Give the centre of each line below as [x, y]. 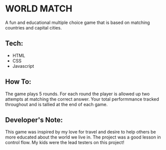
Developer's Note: [34, 120]
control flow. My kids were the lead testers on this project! [65, 143]
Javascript [23, 66]
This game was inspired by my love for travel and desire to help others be [81, 132]
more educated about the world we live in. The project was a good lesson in [83, 137]
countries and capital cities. [34, 27]
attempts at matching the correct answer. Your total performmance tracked [82, 99]
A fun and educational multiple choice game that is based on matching [78, 22]
